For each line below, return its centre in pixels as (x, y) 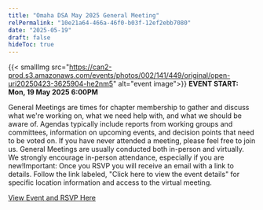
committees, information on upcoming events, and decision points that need (131, 133)
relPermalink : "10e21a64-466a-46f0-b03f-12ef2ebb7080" (100, 23)
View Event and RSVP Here (52, 198)
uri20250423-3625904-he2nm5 (61, 84)
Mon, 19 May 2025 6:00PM (53, 92)
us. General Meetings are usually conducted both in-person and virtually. (126, 149)
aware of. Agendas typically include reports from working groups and (121, 124)
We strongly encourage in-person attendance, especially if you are (116, 157)
